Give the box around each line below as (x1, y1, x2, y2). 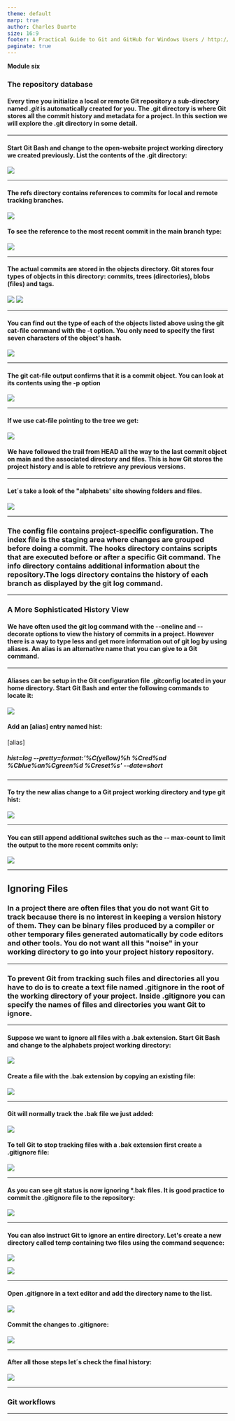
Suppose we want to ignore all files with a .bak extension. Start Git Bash (7, 1033, 220, 1042)
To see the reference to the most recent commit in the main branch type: (7, 227, 222, 236)
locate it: (7, 691, 34, 699)
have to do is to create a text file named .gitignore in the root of (7, 982, 225, 992)
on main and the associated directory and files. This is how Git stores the (7, 455, 224, 464)
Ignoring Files (7, 883, 69, 894)
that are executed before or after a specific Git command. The (7, 552, 222, 562)
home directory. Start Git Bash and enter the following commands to (7, 683, 210, 692)
